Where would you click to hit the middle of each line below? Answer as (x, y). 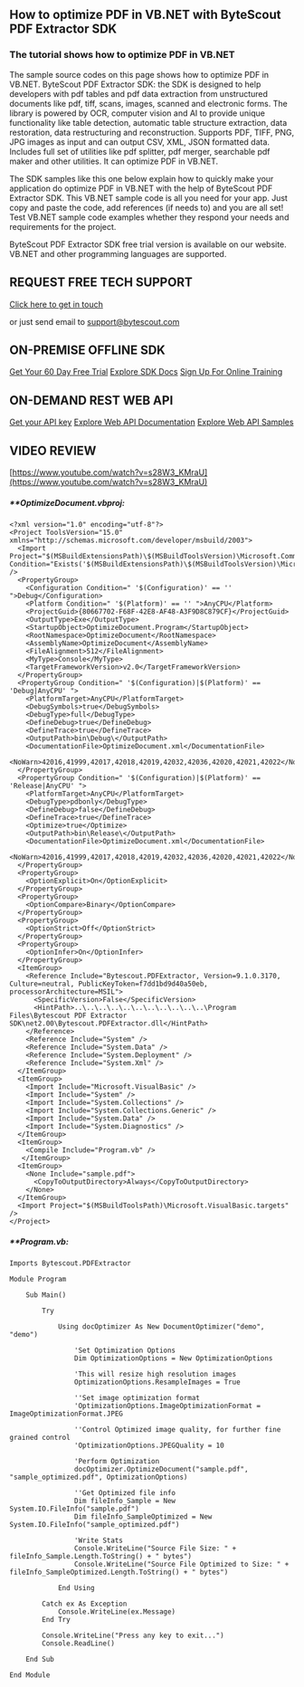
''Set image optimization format (137, 1397)
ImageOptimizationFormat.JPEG (66, 1414)
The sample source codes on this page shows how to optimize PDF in (139, 74)
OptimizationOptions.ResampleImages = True (157, 1382)
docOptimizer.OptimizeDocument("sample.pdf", (161, 1469)
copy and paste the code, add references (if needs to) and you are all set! (147, 207)
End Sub (40, 1659)
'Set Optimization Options (125, 1350)
